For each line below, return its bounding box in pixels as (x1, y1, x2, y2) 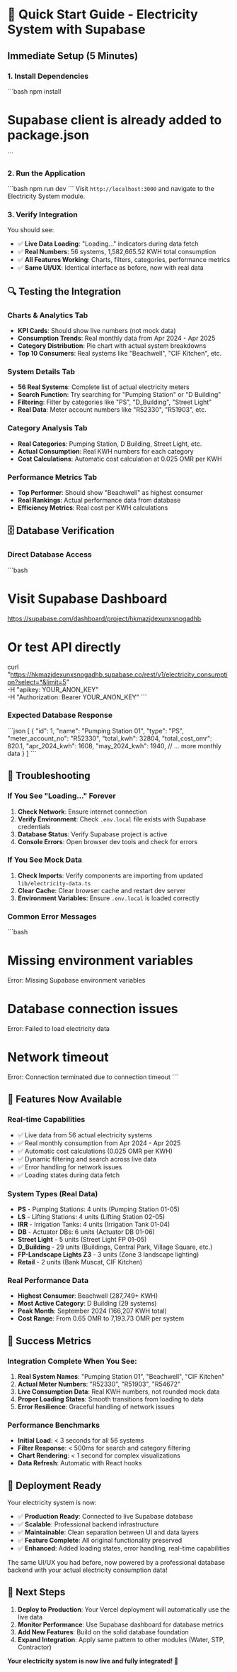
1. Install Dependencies (7, 71, 89, 81)
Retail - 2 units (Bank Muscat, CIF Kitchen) (17, 1257, 143, 1266)
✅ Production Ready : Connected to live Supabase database (17, 1512, 193, 1521)
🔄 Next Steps (7, 1586, 66, 1598)
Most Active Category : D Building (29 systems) (17, 1299, 157, 1308)
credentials (17, 822, 51, 831)
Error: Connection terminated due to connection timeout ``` (7, 1072, 179, 1081)
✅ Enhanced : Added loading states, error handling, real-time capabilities (17, 1544, 230, 1553)
